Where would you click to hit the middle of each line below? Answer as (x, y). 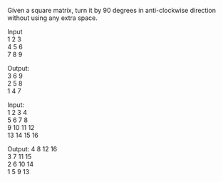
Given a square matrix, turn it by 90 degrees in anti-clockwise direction (111, 10)
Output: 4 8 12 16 (32, 149)
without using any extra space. (53, 18)
